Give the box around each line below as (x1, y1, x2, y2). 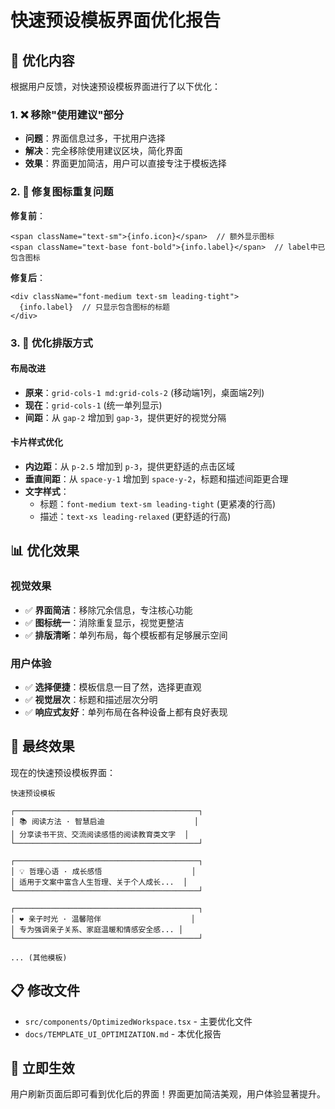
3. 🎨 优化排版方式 (10, 336, 93, 350)
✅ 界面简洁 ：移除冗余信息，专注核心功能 (24, 604, 193, 616)
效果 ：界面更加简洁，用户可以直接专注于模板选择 (24, 157, 227, 170)
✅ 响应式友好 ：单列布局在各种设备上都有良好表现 (24, 706, 228, 718)
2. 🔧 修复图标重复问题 (10, 185, 114, 199)
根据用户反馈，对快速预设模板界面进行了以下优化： (10, 81, 221, 92)
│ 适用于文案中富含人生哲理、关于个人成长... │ (10, 877, 188, 887)
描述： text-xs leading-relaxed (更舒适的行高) (39, 510, 232, 522)
